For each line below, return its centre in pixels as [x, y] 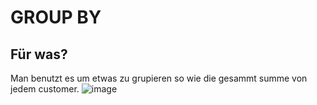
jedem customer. [45, 89]
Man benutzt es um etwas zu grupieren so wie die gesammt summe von [159, 78]
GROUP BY [56, 17]
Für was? [39, 54]
